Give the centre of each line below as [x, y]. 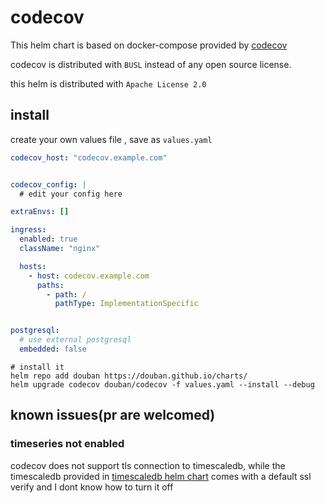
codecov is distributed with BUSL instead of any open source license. [151, 64]
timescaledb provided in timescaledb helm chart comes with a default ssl [161, 476]
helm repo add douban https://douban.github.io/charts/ [129, 376]
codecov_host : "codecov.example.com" [89, 157]
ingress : [28, 230]
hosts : [33, 266]
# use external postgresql [75, 340]
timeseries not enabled [67, 444]
